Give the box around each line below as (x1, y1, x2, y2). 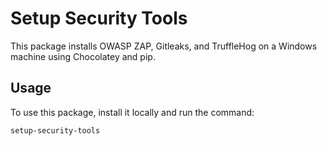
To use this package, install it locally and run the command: (10, 106, 255, 118)
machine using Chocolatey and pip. (10, 50, 156, 62)
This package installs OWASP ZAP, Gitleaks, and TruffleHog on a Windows (10, 40, 318, 52)
